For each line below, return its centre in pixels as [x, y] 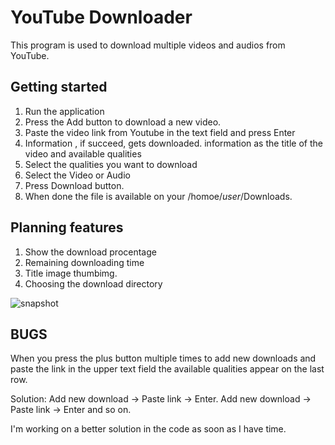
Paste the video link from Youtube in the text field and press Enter [160, 132]
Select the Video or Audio [77, 175]
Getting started [59, 87]
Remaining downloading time [84, 262]
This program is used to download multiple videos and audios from [148, 45]
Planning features [67, 227]
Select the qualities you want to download [111, 164]
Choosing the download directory [93, 283]
